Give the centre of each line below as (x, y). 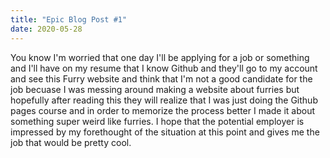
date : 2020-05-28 (46, 29)
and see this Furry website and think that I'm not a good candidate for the (161, 78)
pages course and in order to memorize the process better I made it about (163, 110)
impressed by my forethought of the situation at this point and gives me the (165, 132)
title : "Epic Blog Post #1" (69, 19)
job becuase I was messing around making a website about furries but (155, 89)
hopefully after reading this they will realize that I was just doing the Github (164, 100)
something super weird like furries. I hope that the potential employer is (157, 121)
